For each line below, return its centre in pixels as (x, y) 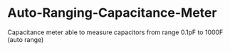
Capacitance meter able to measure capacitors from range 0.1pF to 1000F (115, 32)
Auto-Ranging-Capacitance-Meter (112, 13)
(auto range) (26, 39)
